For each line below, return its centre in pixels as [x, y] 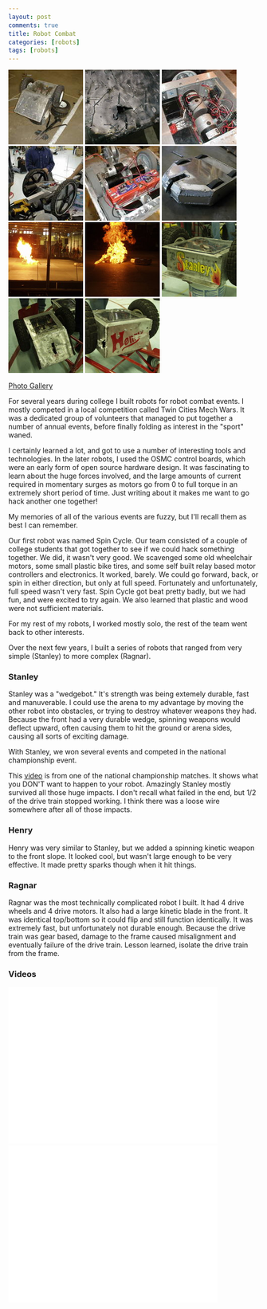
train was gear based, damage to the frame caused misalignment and [122, 937]
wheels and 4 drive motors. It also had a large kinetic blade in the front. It [128, 911]
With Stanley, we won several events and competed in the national [117, 752]
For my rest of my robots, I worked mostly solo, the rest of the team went [128, 624]
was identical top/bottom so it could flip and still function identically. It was [131, 919]
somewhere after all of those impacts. [71, 809]
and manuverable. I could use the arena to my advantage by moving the [126, 703]
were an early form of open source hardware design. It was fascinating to [129, 468]
